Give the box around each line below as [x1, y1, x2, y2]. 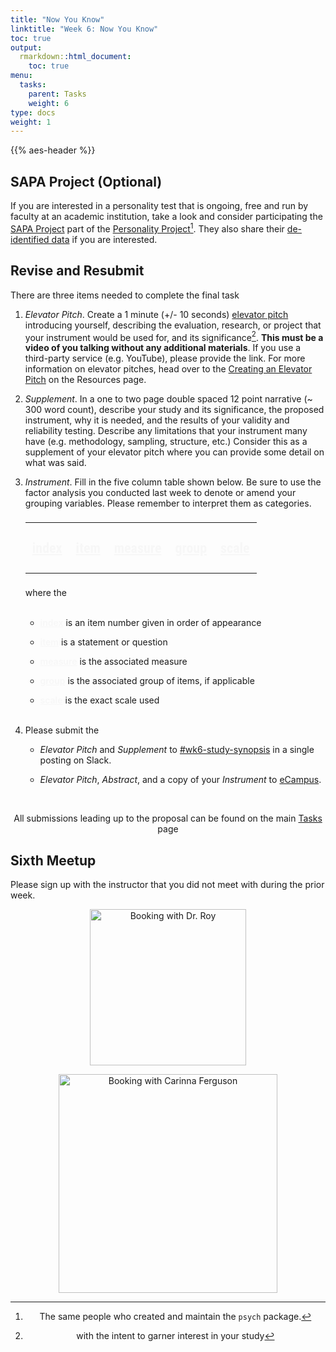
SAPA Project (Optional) [10, 173, 163, 190]
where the [24, 587, 67, 599]
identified [10, 233, 50, 245]
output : [10, 42, 43, 53]
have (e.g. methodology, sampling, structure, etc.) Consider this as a [24, 436, 308, 448]
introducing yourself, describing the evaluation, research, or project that [24, 319, 322, 331]
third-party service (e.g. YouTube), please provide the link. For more [24, 352, 306, 365]
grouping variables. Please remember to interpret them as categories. [24, 497, 312, 510]
